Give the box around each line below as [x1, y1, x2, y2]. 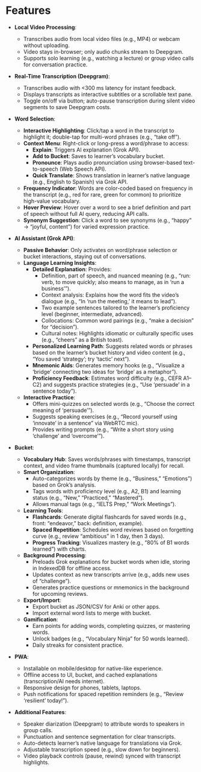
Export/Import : [23, 596, 61, 604]
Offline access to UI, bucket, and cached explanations [23, 671, 158, 679]
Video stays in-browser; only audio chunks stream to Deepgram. [23, 48, 184, 55]
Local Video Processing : [14, 24, 76, 31]
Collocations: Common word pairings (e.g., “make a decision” [41, 317, 194, 324]
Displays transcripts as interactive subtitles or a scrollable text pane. [23, 90, 193, 98]
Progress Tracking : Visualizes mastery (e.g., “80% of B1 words [32, 539, 190, 546]
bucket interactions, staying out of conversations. [23, 253, 147, 260]
